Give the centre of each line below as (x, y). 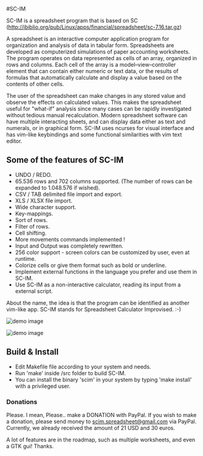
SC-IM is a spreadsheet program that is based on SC (72, 20)
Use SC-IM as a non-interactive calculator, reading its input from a (98, 285)
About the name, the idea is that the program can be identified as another (98, 303)
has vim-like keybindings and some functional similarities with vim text (94, 134)
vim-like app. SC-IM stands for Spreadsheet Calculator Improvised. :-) (94, 309)
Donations (22, 402)
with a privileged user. (43, 386)
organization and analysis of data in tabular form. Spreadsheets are (90, 45)
